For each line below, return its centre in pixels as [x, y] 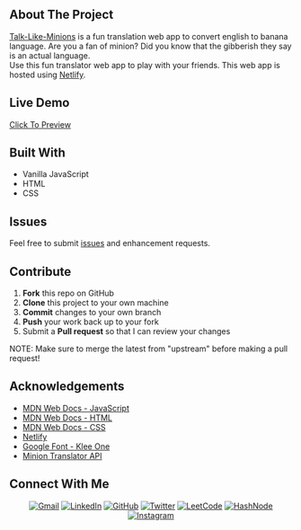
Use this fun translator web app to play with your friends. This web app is [145, 65]
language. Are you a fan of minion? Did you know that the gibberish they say [150, 46]
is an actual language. [50, 55]
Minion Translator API [62, 455]
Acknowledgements [67, 387]
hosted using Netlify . [48, 75]
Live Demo [40, 103]
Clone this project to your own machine [95, 303]
